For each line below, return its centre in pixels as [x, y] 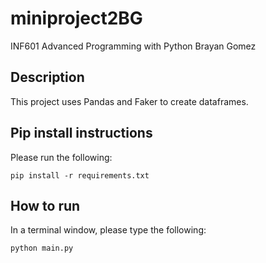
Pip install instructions [81, 133]
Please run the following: [61, 157]
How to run [45, 205]
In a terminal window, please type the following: [108, 230]
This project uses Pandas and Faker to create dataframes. [129, 101]
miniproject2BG [76, 18]
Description [47, 77]
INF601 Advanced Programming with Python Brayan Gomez [133, 46]
